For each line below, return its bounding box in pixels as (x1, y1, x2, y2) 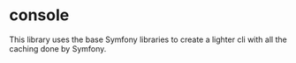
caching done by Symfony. (9, 43, 107, 53)
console (9, 5, 70, 25)
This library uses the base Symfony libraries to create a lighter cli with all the (9, 34, 287, 45)
